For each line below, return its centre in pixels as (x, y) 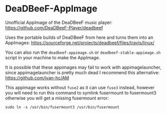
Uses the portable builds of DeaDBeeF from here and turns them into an (79, 37)
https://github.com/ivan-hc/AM (37, 78)
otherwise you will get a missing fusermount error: (57, 98)
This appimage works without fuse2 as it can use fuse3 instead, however (80, 87)
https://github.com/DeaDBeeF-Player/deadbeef (54, 27)
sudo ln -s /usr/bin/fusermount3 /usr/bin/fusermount (62, 107)
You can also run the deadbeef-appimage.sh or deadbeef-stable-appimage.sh (83, 52)
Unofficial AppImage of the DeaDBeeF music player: (59, 22)
